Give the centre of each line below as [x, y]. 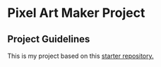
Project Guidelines [49, 39]
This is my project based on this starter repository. [80, 56]
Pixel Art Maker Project [76, 13]
